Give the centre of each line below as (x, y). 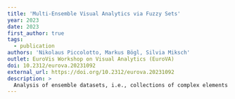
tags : (15, 40)
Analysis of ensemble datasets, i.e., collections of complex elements (121, 85)
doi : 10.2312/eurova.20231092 (52, 66)
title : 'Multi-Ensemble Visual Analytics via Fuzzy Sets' (94, 14)
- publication (34, 46)
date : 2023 (23, 26)
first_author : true (36, 33)
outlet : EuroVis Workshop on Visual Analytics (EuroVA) (91, 59)
